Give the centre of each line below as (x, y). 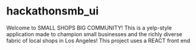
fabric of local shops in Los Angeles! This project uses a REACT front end (98, 40)
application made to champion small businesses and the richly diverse (94, 34)
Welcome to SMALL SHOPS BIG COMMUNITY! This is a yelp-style (89, 28)
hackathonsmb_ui (53, 11)
